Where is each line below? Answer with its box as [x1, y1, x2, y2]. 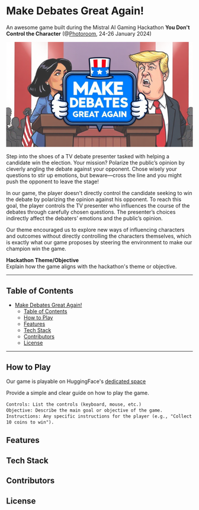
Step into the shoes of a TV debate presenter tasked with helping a [6, 153, 170, 160]
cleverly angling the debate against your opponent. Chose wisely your [6, 165, 178, 173]
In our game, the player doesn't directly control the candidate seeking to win [6, 190, 192, 197]
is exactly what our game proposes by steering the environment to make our [6, 239, 192, 246]
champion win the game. [6, 245, 66, 253]
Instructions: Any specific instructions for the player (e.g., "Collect [6, 413, 192, 419]
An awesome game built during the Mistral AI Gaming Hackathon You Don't [6, 24, 190, 31]
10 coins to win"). [6, 419, 54, 425]
